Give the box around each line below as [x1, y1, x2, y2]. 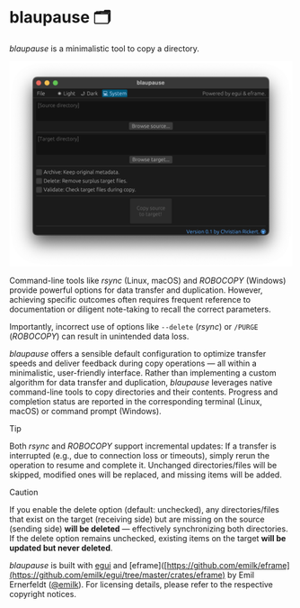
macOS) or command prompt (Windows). [9, 406, 162, 417]
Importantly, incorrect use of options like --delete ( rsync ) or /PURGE [9, 322, 259, 332]
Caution [9, 487, 39, 498]
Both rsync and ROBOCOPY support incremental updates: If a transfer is [9, 440, 277, 451]
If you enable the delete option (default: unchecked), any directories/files [9, 504, 280, 515]
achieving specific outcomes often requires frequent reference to [9, 295, 251, 305]
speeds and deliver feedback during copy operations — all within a [9, 358, 258, 369]
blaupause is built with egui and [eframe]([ [9, 560, 168, 571]
